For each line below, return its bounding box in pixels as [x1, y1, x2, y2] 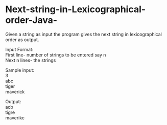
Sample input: [5, 67, 35, 73]
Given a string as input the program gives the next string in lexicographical [5, 31, 162, 37]
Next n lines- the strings [5, 57, 56, 63]
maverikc [5, 114, 25, 120]
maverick [5, 88, 25, 95]
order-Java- [5, 14, 58, 26]
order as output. [5, 37, 39, 43]
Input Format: [5, 46, 34, 52]
